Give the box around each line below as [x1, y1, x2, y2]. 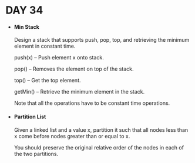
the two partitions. [14, 150, 59, 157]
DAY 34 [5, 4, 43, 17]
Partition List [14, 113, 46, 120]
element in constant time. [14, 42, 76, 50]
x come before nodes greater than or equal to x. [14, 132, 130, 139]
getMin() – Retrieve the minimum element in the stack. [14, 88, 145, 95]
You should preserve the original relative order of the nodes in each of [14, 144, 184, 151]
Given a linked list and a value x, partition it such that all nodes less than [14, 126, 189, 133]
